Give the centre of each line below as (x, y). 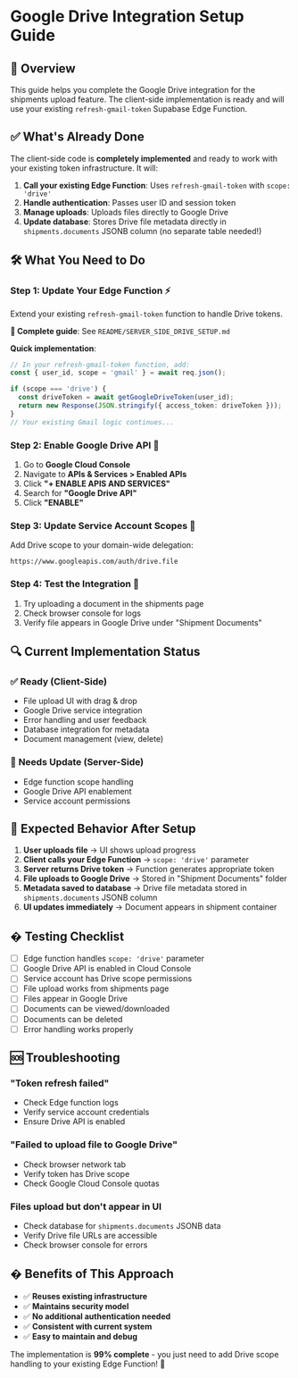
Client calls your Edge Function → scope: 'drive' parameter (136, 860)
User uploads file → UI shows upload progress (109, 850)
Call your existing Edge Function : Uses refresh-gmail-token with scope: (157, 185)
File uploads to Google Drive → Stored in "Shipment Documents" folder (155, 878)
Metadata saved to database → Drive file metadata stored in (135, 888)
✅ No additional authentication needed (97, 1316)
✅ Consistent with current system (87, 1326)
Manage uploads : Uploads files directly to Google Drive (126, 212)
